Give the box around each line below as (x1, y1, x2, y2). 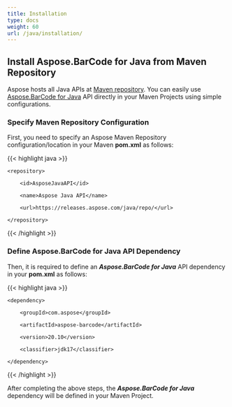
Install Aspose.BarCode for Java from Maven (7, 55, 208, 67)
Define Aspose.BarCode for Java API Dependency (7, 246, 181, 256)
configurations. (7, 100, 51, 108)
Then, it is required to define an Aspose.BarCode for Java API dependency (7, 262, 226, 271)
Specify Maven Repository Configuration (7, 117, 150, 127)
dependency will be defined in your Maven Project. (7, 391, 154, 399)
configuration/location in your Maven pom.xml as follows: (7, 141, 174, 149)
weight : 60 (7, 23, 39, 30)
